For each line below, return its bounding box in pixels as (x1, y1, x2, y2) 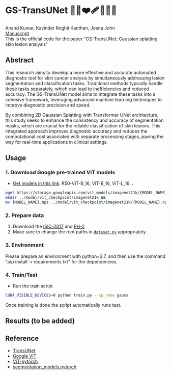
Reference (5, 334, 39, 342)
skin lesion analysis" (5, 41, 48, 47)
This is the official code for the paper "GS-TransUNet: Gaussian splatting (5, 36, 158, 42)
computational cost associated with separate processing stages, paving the (5, 133, 164, 140)
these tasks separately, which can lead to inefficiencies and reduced (5, 86, 149, 92)
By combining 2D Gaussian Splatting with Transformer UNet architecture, (5, 112, 159, 118)
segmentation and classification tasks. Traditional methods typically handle (5, 80, 163, 86)
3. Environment (5, 242, 44, 249)
